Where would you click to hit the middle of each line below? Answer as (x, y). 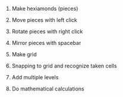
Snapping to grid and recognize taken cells (64, 66)
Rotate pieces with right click (47, 31)
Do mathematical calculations (48, 89)
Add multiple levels (35, 77)
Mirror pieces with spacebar (46, 43)
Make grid (24, 54)
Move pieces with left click (44, 20)
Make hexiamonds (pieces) (45, 9)
